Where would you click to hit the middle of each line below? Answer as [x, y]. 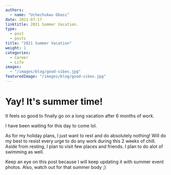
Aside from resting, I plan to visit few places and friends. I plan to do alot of [84, 146]
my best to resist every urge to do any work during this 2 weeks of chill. [81, 141]
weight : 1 [16, 48]
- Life [17, 62]
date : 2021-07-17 [24, 19]
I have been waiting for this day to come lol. [51, 126]
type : [11, 29]
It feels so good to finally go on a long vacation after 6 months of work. [80, 116]
